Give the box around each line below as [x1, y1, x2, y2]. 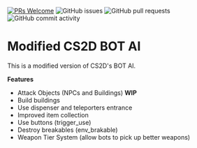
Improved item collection [17, 110, 89, 119]
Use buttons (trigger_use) [17, 118, 92, 126]
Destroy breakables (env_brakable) [17, 126, 118, 134]
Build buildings [17, 96, 61, 104]
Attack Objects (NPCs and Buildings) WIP [17, 88, 138, 97]
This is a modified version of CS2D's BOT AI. [7, 61, 136, 70]
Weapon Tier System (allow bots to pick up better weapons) [17, 133, 191, 141]
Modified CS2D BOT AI [7, 38, 141, 54]
